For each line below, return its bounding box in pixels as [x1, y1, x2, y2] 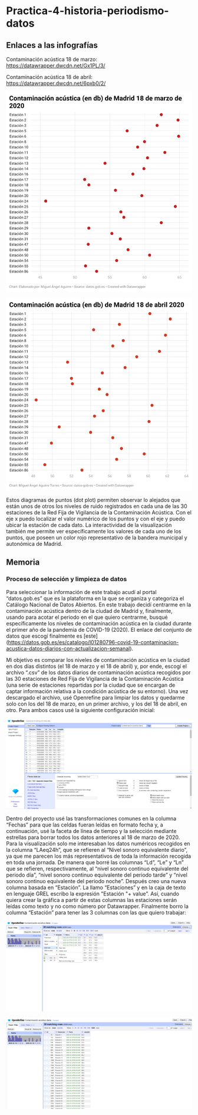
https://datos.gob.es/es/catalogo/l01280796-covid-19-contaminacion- [8, 638, 179, 645]
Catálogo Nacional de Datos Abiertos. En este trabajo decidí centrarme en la [6, 601, 192, 608]
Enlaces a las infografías [6, 40, 98, 50]
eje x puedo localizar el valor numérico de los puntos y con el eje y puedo [6, 515, 186, 523]
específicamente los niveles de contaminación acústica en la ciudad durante [6, 619, 192, 627]
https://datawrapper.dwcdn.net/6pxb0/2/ [6, 80, 106, 87]
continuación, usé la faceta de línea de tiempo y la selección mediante [6, 828, 177, 835]
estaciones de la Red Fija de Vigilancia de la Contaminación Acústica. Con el [6, 509, 192, 516]
